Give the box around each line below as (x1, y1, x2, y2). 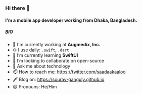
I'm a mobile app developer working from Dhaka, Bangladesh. (5, 17, 137, 23)
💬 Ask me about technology (12, 63, 71, 69)
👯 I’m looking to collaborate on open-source (12, 58, 105, 64)
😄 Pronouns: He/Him (12, 84, 57, 90)
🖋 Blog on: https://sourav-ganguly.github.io (12, 76, 105, 83)
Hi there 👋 (5, 5, 30, 12)
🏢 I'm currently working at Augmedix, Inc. (12, 42, 101, 48)
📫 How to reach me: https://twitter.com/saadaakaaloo (12, 69, 126, 75)
